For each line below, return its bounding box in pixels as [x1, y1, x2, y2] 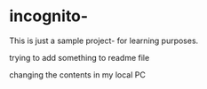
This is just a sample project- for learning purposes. [9, 35, 199, 46]
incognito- [9, 6, 89, 26]
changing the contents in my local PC [9, 69, 147, 80]
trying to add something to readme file [9, 52, 150, 63]
